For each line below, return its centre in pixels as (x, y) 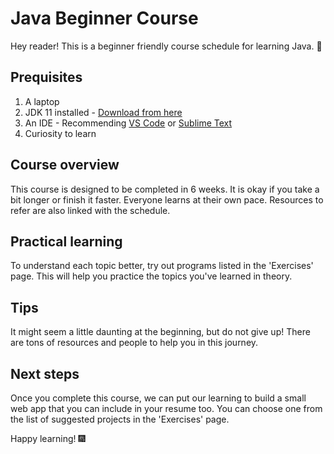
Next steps (45, 373)
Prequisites (46, 77)
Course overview (65, 165)
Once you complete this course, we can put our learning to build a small (158, 398)
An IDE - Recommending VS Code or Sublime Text (128, 123)
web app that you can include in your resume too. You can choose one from (166, 408)
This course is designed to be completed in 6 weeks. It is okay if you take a (165, 189)
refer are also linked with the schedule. (90, 210)
